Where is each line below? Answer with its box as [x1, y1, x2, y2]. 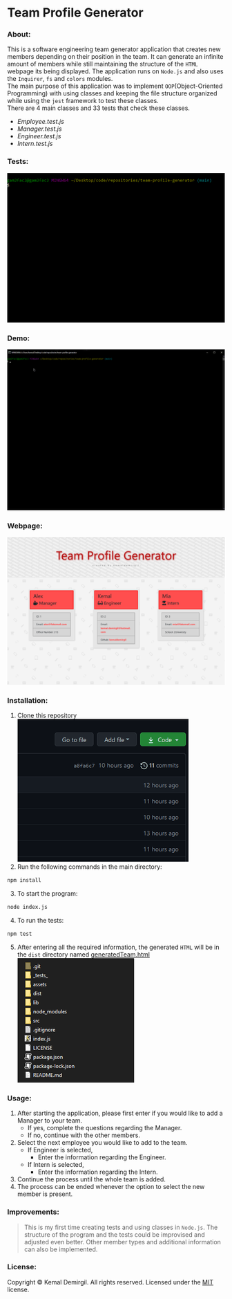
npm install [7, 877, 41, 884]
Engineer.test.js [17, 132, 61, 140]
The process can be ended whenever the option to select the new [17, 1183, 205, 1191]
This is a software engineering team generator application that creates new [7, 45, 221, 53]
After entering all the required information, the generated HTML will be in [17, 943, 220, 951]
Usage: [7, 1093, 32, 1103]
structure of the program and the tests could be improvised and [23, 1230, 205, 1239]
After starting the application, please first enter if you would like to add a [17, 1109, 223, 1118]
